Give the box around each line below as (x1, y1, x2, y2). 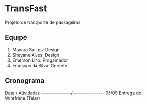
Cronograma (5, 77, 45, 85)
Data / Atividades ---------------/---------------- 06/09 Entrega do (5, 90, 142, 96)
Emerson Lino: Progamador (12, 57, 68, 63)
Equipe (5, 34, 27, 42)
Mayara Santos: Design (12, 46, 60, 52)
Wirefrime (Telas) (5, 95, 40, 101)
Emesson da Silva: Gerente (12, 62, 68, 68)
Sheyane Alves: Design (12, 52, 60, 58)
